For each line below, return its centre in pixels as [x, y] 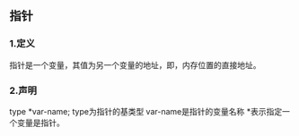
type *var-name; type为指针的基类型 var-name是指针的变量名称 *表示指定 [146, 111]
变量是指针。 [40, 123]
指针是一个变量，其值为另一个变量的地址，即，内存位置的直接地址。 [135, 64]
